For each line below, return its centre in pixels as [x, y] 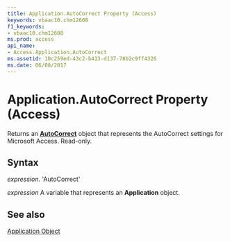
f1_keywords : [26, 26]
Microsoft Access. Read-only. [50, 141]
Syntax [23, 163]
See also [26, 215]
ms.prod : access [31, 40]
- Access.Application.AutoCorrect [57, 53]
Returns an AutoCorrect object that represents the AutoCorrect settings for [115, 133]
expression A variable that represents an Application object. [94, 193]
